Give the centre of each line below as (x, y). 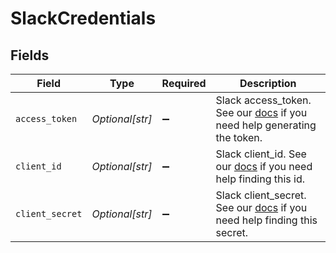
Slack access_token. (263, 100)
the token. (239, 137)
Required (184, 83)
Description (268, 83)
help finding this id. (260, 179)
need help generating (266, 125)
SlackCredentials (83, 18)
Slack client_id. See (261, 154)
